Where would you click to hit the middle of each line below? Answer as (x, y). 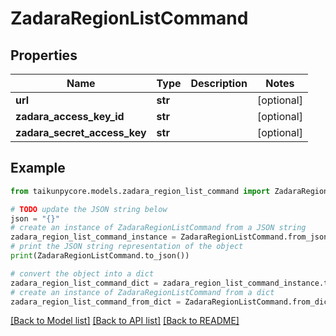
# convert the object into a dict (82, 273)
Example (38, 168)
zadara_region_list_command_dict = (84, 283)
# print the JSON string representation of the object (127, 247)
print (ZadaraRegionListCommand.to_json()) (100, 256)
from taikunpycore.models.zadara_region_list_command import (140, 191)
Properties (44, 55)
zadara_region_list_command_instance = (93, 237)
